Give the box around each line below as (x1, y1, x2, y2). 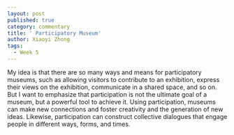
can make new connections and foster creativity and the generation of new (7, 105, 224, 113)
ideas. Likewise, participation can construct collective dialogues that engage (7, 112, 228, 120)
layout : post (7, 10, 45, 17)
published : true (7, 17, 54, 24)
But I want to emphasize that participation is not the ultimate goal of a (7, 90, 207, 98)
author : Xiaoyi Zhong (7, 36, 71, 43)
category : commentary (7, 23, 71, 30)
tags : (7, 42, 23, 49)
